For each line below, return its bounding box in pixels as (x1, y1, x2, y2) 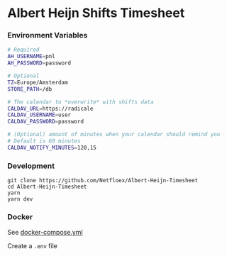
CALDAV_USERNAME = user (7, 111, 72, 118)
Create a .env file (7, 242, 58, 250)
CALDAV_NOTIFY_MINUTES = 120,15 (7, 144, 97, 151)
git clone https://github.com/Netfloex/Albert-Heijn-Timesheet (7, 177, 199, 184)
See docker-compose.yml (7, 228, 83, 237)
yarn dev (7, 196, 33, 203)
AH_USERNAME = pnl (7, 53, 55, 60)
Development (7, 161, 55, 171)
